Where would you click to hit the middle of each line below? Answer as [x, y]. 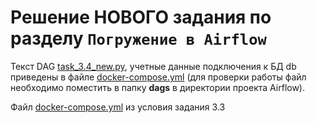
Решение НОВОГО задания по [141, 17]
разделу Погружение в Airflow [138, 38]
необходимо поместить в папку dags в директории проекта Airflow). [158, 87]
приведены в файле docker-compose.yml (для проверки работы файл [158, 77]
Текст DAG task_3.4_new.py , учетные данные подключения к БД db [153, 66]
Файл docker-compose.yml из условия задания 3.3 [118, 107]
